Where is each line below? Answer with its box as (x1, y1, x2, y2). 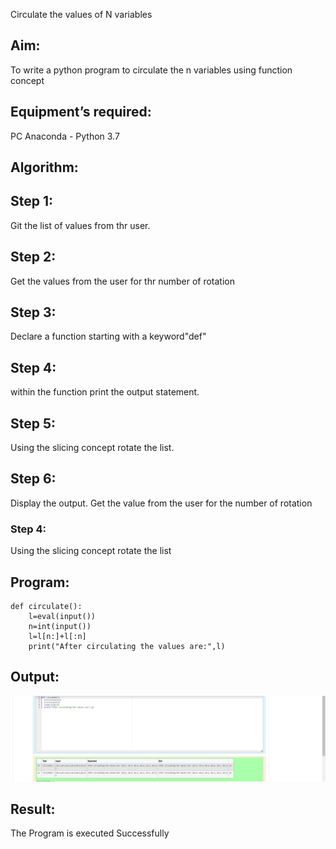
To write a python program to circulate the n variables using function (10, 64, 293, 76)
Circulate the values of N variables (10, 9, 153, 20)
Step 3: (10, 304, 57, 321)
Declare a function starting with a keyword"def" (10, 330, 207, 343)
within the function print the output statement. (10, 386, 200, 398)
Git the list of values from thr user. (10, 219, 151, 231)
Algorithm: (10, 159, 79, 176)
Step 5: (10, 415, 57, 432)
